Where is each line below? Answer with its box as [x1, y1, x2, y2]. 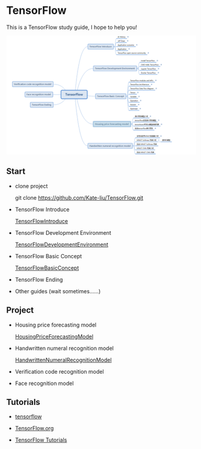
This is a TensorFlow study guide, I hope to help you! [6, 24, 137, 31]
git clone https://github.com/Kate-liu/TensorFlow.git [14, 194, 143, 201]
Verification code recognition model [14, 368, 104, 375]
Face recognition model [14, 380, 74, 387]
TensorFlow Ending [14, 276, 63, 283]
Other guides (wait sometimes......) [14, 287, 101, 295]
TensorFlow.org [14, 425, 54, 432]
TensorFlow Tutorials [14, 436, 67, 444]
